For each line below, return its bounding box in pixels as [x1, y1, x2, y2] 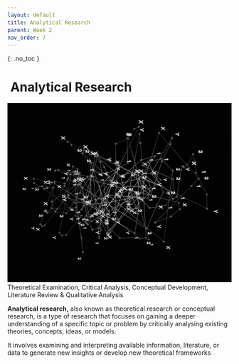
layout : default [7, 11, 55, 18]
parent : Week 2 [7, 26, 53, 33]
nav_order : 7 [7, 34, 46, 41]
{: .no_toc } [7, 54, 40, 63]
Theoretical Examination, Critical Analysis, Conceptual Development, [7, 283, 208, 291]
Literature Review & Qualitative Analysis [7, 291, 124, 299]
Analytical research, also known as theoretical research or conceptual [7, 304, 216, 313]
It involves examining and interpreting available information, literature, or [7, 341, 220, 350]
